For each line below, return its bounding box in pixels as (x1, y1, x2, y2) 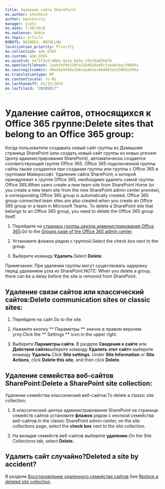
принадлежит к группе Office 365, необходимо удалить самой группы (5, 177, 154, 183)
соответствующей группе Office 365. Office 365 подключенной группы (5, 161, 156, 167)
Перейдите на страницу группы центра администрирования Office (12, 223, 155, 229)
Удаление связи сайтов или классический (5, 288, 144, 296)
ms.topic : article (5, 35, 43, 40)
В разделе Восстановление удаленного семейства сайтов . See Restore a (5, 473, 159, 479)
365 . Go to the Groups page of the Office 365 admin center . (12, 228, 133, 234)
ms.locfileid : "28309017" (5, 86, 58, 91)
